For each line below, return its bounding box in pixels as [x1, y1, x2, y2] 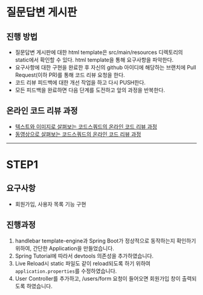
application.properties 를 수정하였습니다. [14, 267, 117, 274]
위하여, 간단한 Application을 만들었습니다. [14, 244, 115, 251]
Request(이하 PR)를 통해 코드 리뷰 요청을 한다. [14, 71, 125, 79]
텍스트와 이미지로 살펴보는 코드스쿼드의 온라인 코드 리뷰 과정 [14, 123, 158, 130]
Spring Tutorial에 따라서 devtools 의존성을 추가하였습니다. [14, 252, 154, 259]
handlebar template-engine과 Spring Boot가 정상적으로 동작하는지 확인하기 [14, 237, 196, 244]
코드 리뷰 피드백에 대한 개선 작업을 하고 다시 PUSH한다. [14, 79, 146, 86]
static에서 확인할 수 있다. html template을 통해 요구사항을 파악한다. [14, 56, 174, 63]
